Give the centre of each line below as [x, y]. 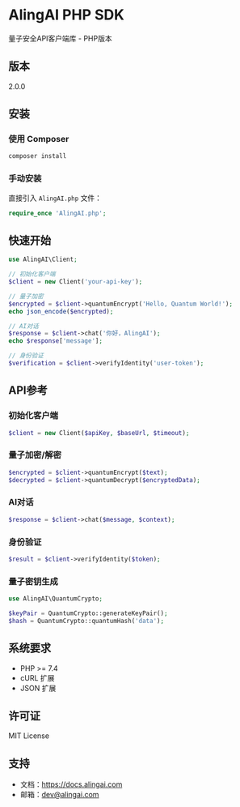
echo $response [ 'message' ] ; [56, 341]
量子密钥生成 [34, 581]
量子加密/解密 [35, 455]
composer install [38, 156]
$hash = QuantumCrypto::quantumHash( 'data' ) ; [86, 621]
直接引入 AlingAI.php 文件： [55, 198]
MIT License [29, 736]
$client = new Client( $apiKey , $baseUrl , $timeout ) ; [99, 433]
